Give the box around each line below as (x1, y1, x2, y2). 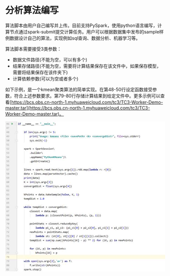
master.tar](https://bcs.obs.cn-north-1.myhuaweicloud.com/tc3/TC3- (5, 105, 150, 111)
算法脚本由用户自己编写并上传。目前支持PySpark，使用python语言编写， (5, 22, 158, 28)
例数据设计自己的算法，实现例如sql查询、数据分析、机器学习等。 (5, 35, 141, 41)
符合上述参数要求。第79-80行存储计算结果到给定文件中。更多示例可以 (14, 92, 161, 99)
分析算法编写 (5, 5, 59, 16)
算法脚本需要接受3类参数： (5, 46, 62, 52)
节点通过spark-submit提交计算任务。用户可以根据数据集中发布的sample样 (9, 28, 164, 34)
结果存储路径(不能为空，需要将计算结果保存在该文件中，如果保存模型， (12, 63, 161, 69)
